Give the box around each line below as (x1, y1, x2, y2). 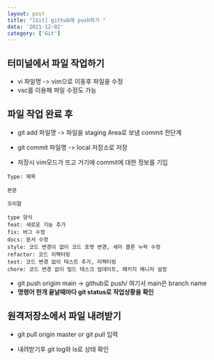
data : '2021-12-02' (7, 23, 64, 30)
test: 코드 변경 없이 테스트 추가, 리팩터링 (7, 258, 116, 266)
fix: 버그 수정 (7, 229, 45, 236)
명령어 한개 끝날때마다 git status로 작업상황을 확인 (17, 287, 155, 296)
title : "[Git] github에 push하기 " (7, 17, 107, 24)
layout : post (7, 10, 45, 17)
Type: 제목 (7, 173, 36, 180)
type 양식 (7, 214, 33, 221)
